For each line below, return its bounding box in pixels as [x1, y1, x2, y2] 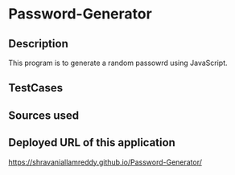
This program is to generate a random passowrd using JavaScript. [8, 58, 228, 67]
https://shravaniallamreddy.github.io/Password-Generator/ [8, 157, 203, 167]
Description [8, 37, 68, 51]
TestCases [8, 81, 64, 95]
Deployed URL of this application [8, 136, 175, 149]
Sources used [8, 108, 79, 122]
